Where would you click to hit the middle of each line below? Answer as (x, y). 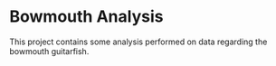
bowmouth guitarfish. (49, 51)
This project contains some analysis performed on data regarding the (138, 42)
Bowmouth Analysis (86, 17)
